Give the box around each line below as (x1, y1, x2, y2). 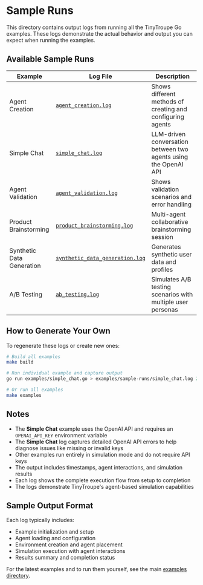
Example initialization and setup (14, 528, 94, 535)
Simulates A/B (151, 275, 192, 283)
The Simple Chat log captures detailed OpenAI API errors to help (14, 438, 177, 445)
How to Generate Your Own (6, 326, 111, 336)
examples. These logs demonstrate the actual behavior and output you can (6, 30, 193, 37)
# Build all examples (6, 353, 61, 360)
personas (151, 305, 178, 313)
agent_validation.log (55, 189, 118, 197)
